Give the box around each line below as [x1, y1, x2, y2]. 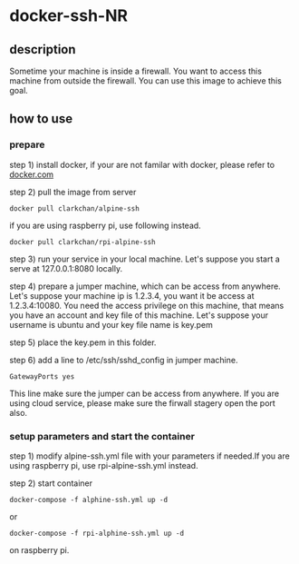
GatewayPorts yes [9, 371, 75, 381]
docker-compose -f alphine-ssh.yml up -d [9, 495, 169, 504]
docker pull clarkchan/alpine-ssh [9, 203, 140, 213]
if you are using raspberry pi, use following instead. [9, 220, 201, 231]
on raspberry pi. [9, 544, 70, 555]
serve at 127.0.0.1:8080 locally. [9, 262, 123, 273]
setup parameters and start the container [9, 430, 195, 442]
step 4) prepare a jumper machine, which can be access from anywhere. [9, 281, 281, 292]
